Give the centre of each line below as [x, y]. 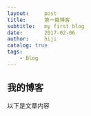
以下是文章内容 [28, 105]
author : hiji [32, 39]
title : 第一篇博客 [39, 20]
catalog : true [28, 45]
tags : [15, 52]
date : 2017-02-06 [41, 33]
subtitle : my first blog [46, 26]
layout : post [32, 13]
